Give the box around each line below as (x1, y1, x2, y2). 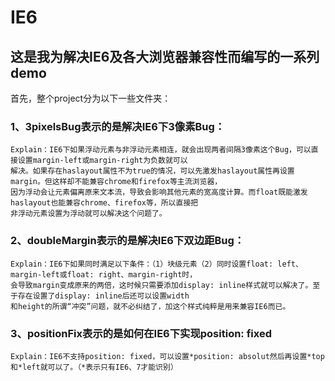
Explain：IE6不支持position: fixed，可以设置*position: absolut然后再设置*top (10, 351, 325, 361)
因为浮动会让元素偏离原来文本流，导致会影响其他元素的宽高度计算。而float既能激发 (10, 187, 308, 198)
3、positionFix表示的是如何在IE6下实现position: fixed (10, 326, 272, 340)
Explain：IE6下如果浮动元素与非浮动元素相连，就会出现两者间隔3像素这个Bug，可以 (10, 145, 312, 155)
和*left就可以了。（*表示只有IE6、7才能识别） (10, 362, 178, 372)
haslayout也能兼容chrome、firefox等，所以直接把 (10, 198, 199, 208)
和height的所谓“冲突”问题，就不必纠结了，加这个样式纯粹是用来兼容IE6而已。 (10, 301, 291, 311)
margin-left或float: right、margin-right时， (10, 269, 198, 280)
